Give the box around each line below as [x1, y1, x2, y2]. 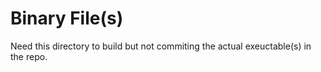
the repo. [10, 50, 48, 62]
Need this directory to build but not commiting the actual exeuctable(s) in [10, 40, 312, 52]
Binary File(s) [10, 7, 124, 30]
